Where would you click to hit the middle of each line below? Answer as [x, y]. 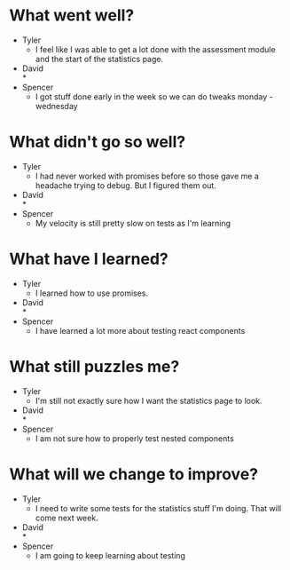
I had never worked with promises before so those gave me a [147, 176]
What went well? [72, 16]
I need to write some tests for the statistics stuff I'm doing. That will [158, 508]
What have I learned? [89, 259]
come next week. [67, 518]
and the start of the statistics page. [99, 59]
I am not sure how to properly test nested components [135, 438]
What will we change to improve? [134, 474]
